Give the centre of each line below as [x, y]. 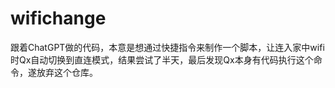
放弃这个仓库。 [67, 72]
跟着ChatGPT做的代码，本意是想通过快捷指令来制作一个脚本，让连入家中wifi [167, 47]
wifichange [58, 18]
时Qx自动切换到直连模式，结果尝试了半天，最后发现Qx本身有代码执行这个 [162, 59]
